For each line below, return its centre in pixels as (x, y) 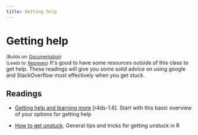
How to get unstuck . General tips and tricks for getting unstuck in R (97, 126)
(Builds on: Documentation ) (34, 57)
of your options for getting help (53, 114)
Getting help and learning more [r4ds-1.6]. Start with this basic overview (103, 108)
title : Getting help (32, 12)
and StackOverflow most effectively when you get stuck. (76, 75)
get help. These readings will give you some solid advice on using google (96, 69)
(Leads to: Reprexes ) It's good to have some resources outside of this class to (98, 62)
